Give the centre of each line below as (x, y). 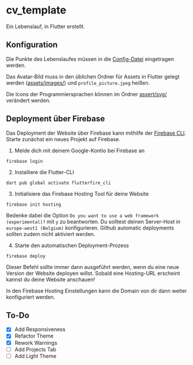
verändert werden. (28, 100)
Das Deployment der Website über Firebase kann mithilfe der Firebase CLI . (96, 133)
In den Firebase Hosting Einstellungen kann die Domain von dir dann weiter (96, 291)
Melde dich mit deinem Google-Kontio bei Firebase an (80, 151)
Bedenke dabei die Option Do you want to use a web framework (82, 215)
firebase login (25, 161)
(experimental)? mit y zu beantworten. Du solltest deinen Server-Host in (93, 221)
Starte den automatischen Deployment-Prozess (72, 245)
